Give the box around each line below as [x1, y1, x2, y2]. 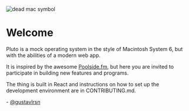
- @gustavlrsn [6, 98, 41, 105]
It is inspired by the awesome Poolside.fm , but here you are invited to [6, 63, 174, 70]
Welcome [6, 26, 54, 39]
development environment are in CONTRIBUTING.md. [6, 87, 137, 94]
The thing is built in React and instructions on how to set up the [6, 80, 160, 88]
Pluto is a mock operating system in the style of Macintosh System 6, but [6, 45, 183, 52]
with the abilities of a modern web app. [6, 52, 101, 59]
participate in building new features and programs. [6, 69, 129, 76]
